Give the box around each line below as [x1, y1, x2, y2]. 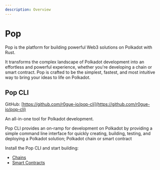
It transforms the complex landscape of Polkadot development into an [5, 59, 144, 65]
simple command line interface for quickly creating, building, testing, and [5, 131, 151, 136]
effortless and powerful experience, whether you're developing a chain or [5, 64, 152, 70]
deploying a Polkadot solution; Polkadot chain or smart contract [5, 136, 132, 142]
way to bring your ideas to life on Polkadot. [5, 74, 91, 80]
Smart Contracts [12, 160, 45, 166]
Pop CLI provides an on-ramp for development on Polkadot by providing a [5, 125, 153, 132]
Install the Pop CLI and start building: [5, 145, 79, 151]
